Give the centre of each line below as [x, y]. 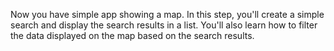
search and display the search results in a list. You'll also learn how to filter [164, 25]
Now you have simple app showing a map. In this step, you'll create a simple [167, 14]
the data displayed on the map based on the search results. [132, 35]
